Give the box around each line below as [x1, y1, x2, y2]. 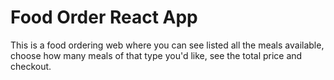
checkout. [10, 60, 52, 72]
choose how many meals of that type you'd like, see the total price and [10, 49, 303, 61]
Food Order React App [10, 6, 198, 29]
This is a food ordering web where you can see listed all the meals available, [10, 39, 325, 51]
